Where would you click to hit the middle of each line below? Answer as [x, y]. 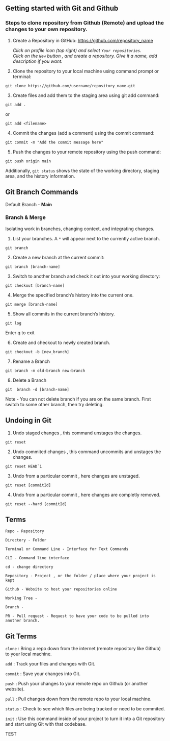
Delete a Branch [30, 380]
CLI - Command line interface [37, 558]
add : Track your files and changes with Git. [50, 664]
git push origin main [28, 161]
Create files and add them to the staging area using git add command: [86, 95]
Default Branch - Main [29, 204]
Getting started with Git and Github [62, 8]
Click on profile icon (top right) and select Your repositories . [77, 50]
